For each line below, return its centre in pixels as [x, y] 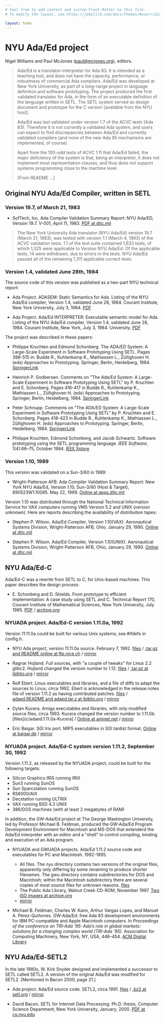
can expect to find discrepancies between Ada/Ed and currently [82, 132]
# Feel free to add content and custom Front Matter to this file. [76, 10]
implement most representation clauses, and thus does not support [85, 163]
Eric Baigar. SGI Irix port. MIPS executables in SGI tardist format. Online [84, 728]
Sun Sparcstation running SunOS [45, 788]
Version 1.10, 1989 [27, 462]
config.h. [14, 639]
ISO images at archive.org [46, 895]
